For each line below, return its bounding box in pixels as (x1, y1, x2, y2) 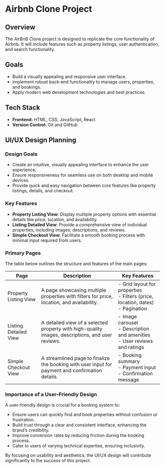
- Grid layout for (117, 281, 156, 287)
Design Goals (5, 151, 38, 157)
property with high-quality (41, 325, 103, 332)
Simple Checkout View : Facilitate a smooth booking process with (12, 232, 145, 238)
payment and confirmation (41, 367, 102, 374)
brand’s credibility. (12, 427, 50, 433)
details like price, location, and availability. (12, 216, 98, 222)
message (117, 376, 139, 383)
